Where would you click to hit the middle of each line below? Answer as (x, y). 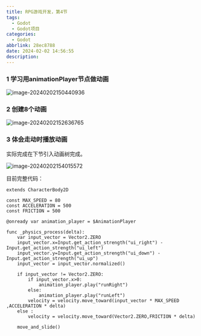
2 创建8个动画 (27, 109)
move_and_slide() (39, 327)
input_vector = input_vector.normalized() (71, 264)
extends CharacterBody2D (37, 190)
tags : (13, 17)
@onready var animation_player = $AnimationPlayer (71, 221)
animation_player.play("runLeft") (82, 295)
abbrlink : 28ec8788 (31, 46)
